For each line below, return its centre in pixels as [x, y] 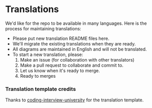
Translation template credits [41, 89]
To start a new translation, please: [48, 55]
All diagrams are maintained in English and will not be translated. [80, 49]
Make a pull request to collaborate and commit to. [72, 65]
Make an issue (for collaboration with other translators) [77, 60]
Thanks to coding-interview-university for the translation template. [74, 100]
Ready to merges [38, 76]
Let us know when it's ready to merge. [60, 70]
